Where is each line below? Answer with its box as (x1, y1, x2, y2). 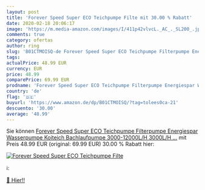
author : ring (6, 43, 40, 49)
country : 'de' (6, 88, 43, 94)
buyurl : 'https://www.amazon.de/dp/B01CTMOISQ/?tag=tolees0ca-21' (6, 99, 179, 105)
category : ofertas (6, 37, 53, 43)
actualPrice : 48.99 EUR (6, 60, 67, 66)
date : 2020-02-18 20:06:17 (6, 20, 75, 26)
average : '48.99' (6, 111, 51, 117)
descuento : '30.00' (6, 105, 56, 111)
